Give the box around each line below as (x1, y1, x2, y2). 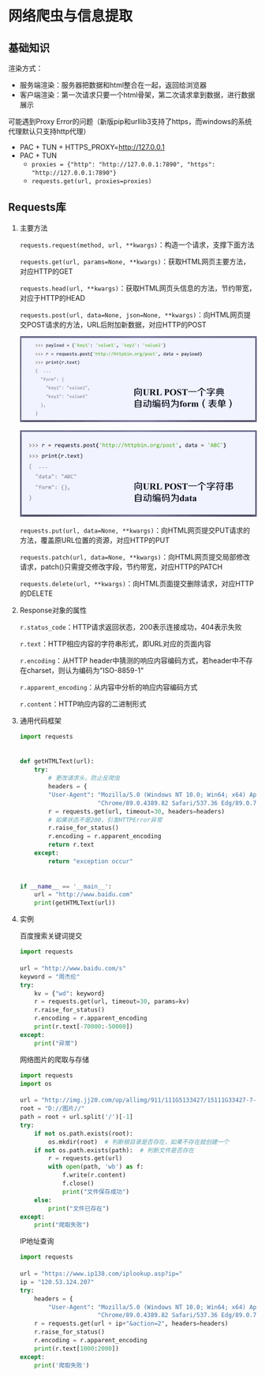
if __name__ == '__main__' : (19, 882, 113, 890)
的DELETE (19, 589, 54, 598)
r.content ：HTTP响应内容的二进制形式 (19, 699, 147, 709)
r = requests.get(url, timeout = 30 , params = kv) (34, 997, 190, 1006)
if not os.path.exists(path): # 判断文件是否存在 (34, 1146, 195, 1154)
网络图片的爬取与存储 (19, 1054, 89, 1064)
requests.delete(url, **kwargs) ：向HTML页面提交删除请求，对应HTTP (19, 578, 254, 588)
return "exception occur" (48, 857, 133, 865)
